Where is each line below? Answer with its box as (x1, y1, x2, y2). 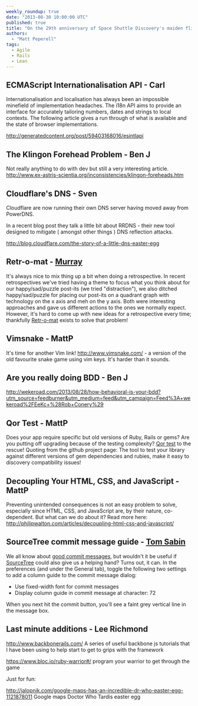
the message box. (6, 607, 50, 614)
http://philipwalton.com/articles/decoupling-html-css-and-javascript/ (6, 520, 174, 527)
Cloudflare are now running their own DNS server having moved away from (6, 204, 189, 211)
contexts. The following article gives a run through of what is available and (6, 115, 187, 122)
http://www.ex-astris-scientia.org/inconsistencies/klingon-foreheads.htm (6, 171, 184, 179)
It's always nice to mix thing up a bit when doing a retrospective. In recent (6, 273, 186, 280)
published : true (6, 20, 46, 25)
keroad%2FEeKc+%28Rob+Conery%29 (6, 401, 104, 408)
